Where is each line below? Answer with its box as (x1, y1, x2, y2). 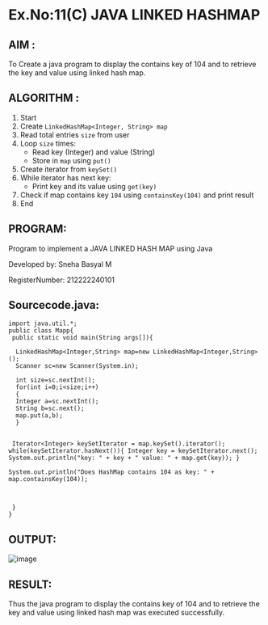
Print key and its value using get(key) (31, 181, 157, 191)
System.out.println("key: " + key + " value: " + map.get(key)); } (8, 454, 241, 462)
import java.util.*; (8, 319, 78, 328)
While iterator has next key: (19, 172, 111, 183)
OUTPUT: (8, 532, 57, 547)
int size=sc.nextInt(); (15, 376, 95, 385)
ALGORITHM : (8, 91, 79, 105)
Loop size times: (19, 138, 77, 148)
